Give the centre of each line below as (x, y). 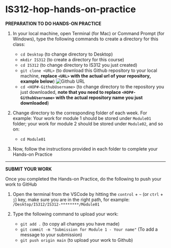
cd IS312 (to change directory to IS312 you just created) (79, 65)
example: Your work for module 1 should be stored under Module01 (82, 118)
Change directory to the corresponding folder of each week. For (80, 113)
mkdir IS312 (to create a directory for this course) (72, 59)
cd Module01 (33, 139)
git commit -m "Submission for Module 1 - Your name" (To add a (89, 229)
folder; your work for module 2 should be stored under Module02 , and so (88, 123)
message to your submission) (51, 234)
